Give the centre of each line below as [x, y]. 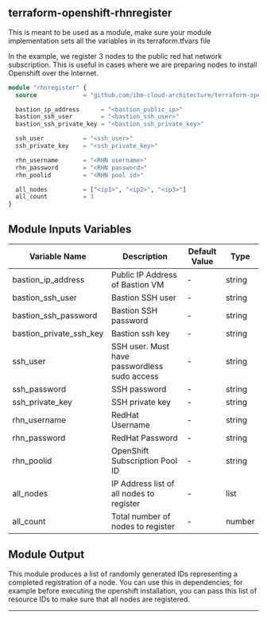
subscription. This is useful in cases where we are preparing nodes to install [133, 64]
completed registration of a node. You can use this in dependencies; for [126, 582]
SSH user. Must [140, 346]
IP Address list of [143, 483]
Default [202, 251]
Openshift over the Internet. [54, 73]
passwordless [137, 366]
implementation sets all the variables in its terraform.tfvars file [109, 41]
